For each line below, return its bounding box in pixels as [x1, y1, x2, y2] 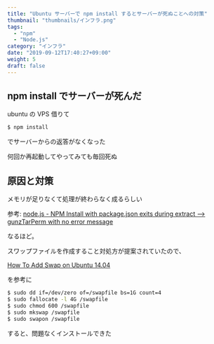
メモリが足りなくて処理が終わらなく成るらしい [7, 195, 142, 203]
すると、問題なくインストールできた [7, 329, 112, 337]
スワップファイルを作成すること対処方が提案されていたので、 [7, 247, 186, 256]
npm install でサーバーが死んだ [7, 90, 142, 102]
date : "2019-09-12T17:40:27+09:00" [7, 50, 112, 57]
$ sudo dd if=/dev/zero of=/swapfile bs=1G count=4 [7, 289, 161, 296]
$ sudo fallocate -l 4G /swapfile [7, 296, 109, 303]
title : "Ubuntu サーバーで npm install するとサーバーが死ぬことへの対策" [7, 10, 208, 18]
